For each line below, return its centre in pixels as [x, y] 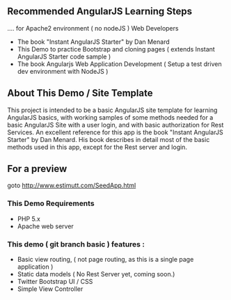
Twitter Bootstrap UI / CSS [55, 282]
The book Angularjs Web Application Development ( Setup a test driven [119, 64]
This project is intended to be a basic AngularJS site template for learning [112, 110]
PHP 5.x [29, 219]
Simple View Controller [50, 289]
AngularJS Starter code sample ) [64, 56]
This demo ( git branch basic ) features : [76, 244]
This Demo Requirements [51, 203]
